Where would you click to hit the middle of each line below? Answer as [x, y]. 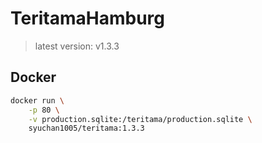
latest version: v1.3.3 [77, 46]
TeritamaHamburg [87, 18]
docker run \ [37, 100]
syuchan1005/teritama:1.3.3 [86, 128]
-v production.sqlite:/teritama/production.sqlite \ [140, 119]
